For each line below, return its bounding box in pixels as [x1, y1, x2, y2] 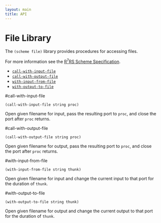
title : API [5, 12, 27, 16]
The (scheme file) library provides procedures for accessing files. [5, 48, 138, 54]
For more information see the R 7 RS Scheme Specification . [5, 58, 121, 64]
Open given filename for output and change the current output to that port [5, 208, 153, 214]
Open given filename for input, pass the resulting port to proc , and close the [5, 111, 157, 117]
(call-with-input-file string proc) [5, 102, 79, 107]
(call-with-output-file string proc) [5, 135, 81, 140]
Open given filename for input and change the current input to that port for [5, 175, 154, 182]
